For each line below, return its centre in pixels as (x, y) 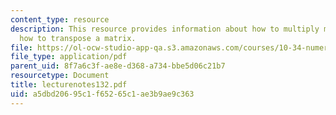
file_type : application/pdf (69, 57)
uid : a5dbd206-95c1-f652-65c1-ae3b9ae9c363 (102, 94)
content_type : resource (60, 19)
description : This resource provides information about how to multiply (165, 29)
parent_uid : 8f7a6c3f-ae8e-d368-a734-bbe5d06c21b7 (118, 66)
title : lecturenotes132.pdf (69, 85)
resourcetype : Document (60, 76)
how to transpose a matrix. (78, 38)
